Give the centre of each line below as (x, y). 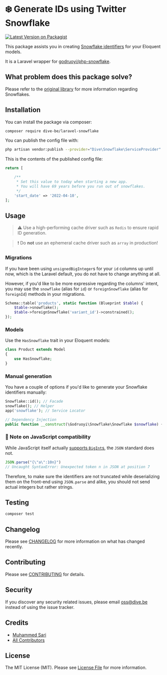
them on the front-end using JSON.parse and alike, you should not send (78, 482)
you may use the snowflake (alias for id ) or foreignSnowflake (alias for (77, 289)
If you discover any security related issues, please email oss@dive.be (76, 602)
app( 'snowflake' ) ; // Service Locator (45, 411)
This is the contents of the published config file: (54, 159)
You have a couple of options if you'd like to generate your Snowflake (76, 387)
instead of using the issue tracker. (40, 607)
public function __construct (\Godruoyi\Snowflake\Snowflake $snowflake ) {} (85, 424)
